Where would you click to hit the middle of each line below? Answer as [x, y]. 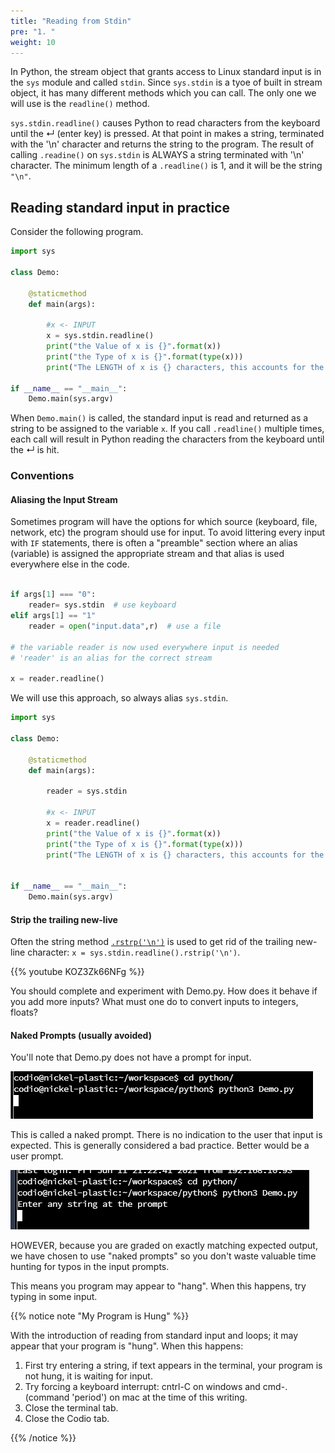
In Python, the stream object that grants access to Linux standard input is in [166, 72]
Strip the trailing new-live [64, 919]
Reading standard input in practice [120, 207]
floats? [24, 1012]
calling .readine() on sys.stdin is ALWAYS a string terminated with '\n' [157, 155]
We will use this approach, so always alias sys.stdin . [119, 698]
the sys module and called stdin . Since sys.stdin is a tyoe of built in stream [166, 82]
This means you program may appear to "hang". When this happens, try [158, 1286]
